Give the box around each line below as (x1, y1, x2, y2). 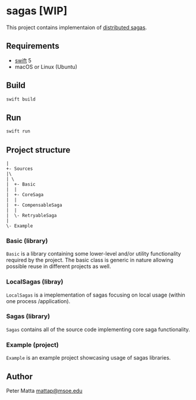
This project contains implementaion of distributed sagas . (6, 24, 147, 31)
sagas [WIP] (6, 4, 68, 18)
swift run (6, 128, 31, 134)
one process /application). (6, 297, 71, 304)
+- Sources (6, 165, 33, 172)
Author (6, 371, 33, 382)
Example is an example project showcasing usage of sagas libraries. (6, 354, 171, 361)
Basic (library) (6, 237, 48, 245)
